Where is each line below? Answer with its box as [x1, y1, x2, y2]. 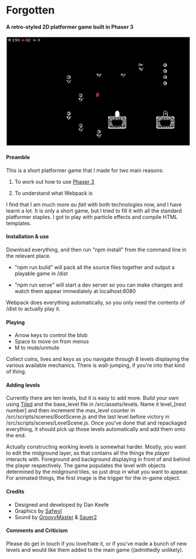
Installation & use [6, 233, 49, 240]
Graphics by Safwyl [14, 507, 63, 514]
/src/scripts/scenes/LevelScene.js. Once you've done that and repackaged [6, 419, 187, 426]
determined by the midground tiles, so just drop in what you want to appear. [6, 468, 189, 476]
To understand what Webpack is [14, 189, 93, 197]
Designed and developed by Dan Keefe [14, 501, 109, 508]
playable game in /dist [14, 270, 68, 277]
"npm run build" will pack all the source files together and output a [14, 264, 175, 271]
